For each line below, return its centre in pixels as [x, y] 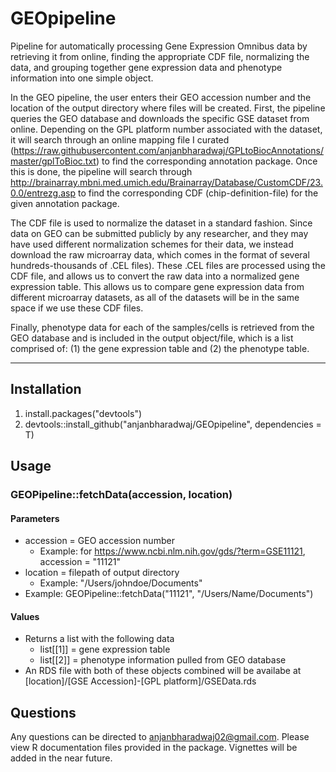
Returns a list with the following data [99, 639]
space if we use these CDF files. [77, 308]
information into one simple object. [82, 78]
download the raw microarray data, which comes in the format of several [160, 254]
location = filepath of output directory [102, 573]
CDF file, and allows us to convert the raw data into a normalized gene [155, 276]
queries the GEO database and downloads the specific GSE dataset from [160, 118]
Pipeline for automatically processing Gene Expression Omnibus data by [159, 46]
